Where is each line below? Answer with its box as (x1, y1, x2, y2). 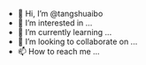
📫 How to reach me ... (17, 47, 100, 56)
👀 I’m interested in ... (17, 18, 93, 28)
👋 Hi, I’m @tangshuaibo (17, 9, 104, 18)
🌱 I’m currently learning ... (17, 27, 112, 37)
